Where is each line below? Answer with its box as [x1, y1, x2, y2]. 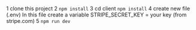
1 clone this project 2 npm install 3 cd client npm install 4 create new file [6, 5, 191, 12]
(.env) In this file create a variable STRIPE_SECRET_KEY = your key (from [6, 11, 187, 18]
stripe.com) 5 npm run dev [6, 18, 71, 24]
